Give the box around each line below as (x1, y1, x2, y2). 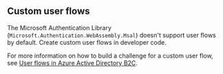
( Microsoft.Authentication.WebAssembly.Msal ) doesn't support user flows (7, 31, 216, 39)
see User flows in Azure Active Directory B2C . (7, 58, 138, 67)
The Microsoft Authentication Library (7, 23, 112, 32)
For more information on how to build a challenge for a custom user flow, (7, 51, 213, 60)
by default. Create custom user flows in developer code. (7, 38, 167, 47)
